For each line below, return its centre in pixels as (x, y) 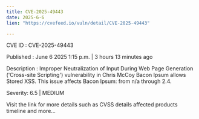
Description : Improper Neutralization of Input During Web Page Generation (100, 69)
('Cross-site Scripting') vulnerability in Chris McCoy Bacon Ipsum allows (96, 75)
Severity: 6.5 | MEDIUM (35, 93)
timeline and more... (31, 111)
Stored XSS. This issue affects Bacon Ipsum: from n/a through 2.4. (89, 81)
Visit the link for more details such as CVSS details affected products (92, 105)
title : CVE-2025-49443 (35, 12)
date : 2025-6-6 (25, 17)
